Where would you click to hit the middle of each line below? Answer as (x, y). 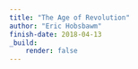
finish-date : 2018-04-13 (56, 34)
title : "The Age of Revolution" (69, 17)
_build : (24, 43)
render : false (52, 51)
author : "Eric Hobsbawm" (56, 26)
